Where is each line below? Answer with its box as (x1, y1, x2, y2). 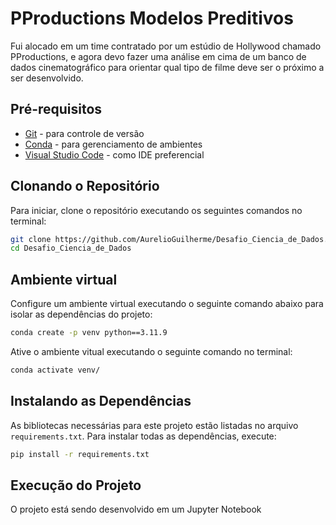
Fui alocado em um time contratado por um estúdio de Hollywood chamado (10, 40, 322, 52)
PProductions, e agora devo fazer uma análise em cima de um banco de (10, 50, 307, 62)
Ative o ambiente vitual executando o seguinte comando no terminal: (10, 346, 293, 357)
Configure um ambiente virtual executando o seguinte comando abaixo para (10, 298, 324, 310)
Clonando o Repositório (10, 178, 160, 195)
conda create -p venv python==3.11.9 (10, 328, 168, 338)
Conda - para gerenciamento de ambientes (24, 138, 203, 150)
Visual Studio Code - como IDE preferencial (24, 148, 205, 161)
